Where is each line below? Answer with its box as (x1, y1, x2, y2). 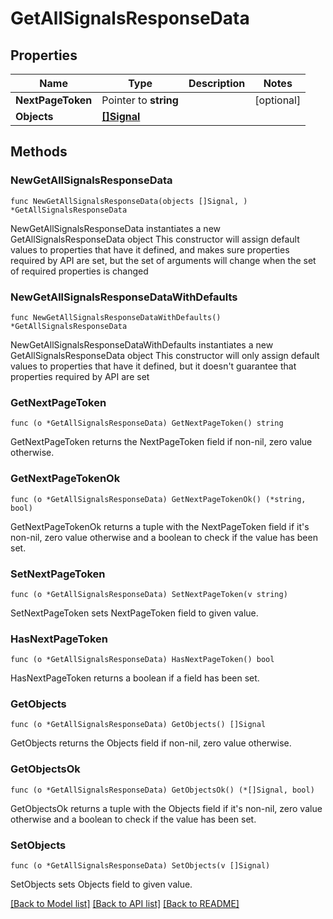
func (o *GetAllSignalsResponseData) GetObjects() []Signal (10, 720, 267, 730)
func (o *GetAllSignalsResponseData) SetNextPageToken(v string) (10, 589, 288, 599)
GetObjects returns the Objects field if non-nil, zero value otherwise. (10, 737, 292, 749)
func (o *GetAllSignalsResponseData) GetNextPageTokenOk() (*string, (10, 494, 307, 504)
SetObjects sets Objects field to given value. (10, 878, 193, 891)
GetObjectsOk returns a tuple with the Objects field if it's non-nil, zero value (10, 802, 323, 814)
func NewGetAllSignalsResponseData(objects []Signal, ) (10, 196, 248, 206)
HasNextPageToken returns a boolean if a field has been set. (10, 672, 260, 684)
